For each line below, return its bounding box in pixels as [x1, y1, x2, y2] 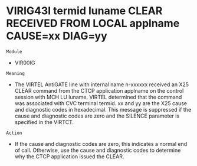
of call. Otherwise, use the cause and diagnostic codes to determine [14, 147, 181, 154]
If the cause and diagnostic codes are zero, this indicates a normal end [14, 140, 188, 147]
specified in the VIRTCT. [14, 118, 74, 125]
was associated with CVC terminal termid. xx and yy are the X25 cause [14, 99, 188, 107]
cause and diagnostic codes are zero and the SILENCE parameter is [14, 112, 180, 119]
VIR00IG [14, 59, 35, 66]
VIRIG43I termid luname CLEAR [6, 4, 163, 18]
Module [6, 48, 22, 54]
